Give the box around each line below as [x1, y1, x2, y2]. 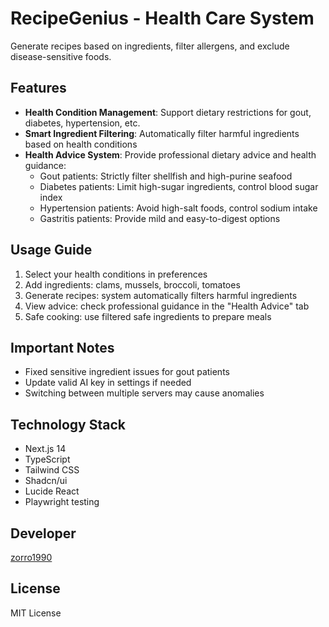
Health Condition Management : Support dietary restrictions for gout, [24, 106, 312, 118]
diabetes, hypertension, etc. [24, 117, 141, 129]
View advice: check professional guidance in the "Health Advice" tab [24, 300, 310, 312]
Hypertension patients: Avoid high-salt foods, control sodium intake [39, 202, 318, 214]
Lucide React [24, 485, 80, 497]
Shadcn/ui [24, 475, 68, 487]
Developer [10, 525, 77, 542]
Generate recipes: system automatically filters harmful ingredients [24, 289, 298, 301]
